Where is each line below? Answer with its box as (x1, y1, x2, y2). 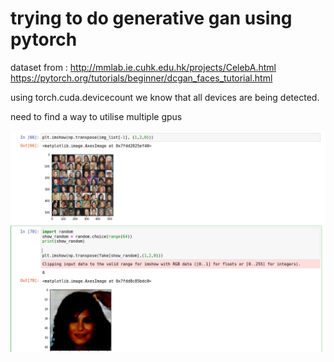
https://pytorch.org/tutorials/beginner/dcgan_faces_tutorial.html (10, 72, 273, 84)
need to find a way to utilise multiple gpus (10, 110, 183, 122)
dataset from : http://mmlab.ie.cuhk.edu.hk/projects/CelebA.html (10, 61, 277, 73)
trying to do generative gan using (10, 7, 293, 30)
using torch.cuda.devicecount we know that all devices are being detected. (10, 91, 320, 103)
